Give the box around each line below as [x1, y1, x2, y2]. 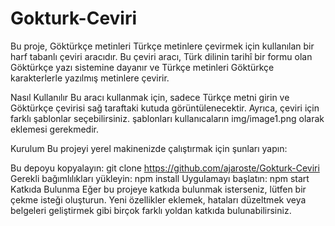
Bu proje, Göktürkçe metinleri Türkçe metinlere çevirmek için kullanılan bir [10, 40, 315, 52]
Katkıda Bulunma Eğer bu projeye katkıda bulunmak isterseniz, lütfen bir [10, 183, 307, 195]
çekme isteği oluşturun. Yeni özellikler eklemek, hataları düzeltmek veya [10, 193, 307, 206]
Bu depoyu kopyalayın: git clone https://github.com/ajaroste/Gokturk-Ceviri [10, 162, 320, 174]
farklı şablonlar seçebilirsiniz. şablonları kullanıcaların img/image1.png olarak [10, 112, 325, 124]
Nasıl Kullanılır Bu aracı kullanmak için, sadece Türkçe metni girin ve [10, 91, 290, 103]
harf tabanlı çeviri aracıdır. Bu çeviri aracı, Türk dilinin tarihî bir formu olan [10, 50, 313, 62]
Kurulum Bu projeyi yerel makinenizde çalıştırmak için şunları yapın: [10, 142, 288, 154]
